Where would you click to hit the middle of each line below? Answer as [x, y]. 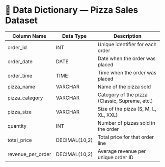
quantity [17, 126]
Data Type [74, 36]
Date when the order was [126, 58]
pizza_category [25, 98]
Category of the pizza [123, 94]
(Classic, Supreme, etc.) [125, 101]
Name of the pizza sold [124, 86]
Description [127, 36]
